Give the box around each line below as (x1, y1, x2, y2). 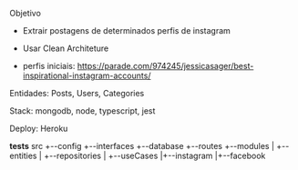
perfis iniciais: (22, 61, 76, 71)
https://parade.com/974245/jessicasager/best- (77, 61, 254, 71)
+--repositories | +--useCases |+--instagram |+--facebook (44, 150, 266, 161)
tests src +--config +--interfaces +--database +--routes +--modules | (9, 141, 275, 151)
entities (9, 150, 37, 161)
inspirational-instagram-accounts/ (22, 70, 151, 81)
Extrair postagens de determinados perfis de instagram (22, 25, 231, 35)
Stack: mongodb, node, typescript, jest (9, 105, 156, 116)
